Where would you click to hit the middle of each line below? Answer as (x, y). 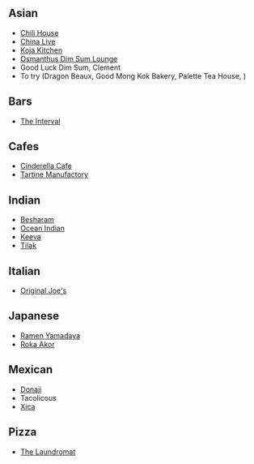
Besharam (37, 220)
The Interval (40, 121)
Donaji (31, 389)
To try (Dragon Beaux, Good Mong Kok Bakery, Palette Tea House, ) (133, 75)
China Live (38, 41)
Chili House (39, 32)
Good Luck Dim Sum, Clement (70, 67)
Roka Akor (37, 344)
